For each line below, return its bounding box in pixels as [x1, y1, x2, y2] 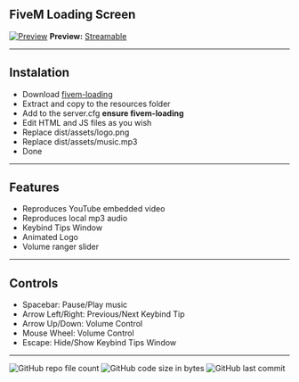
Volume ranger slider [21, 241, 100, 253]
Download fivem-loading [21, 88, 113, 99]
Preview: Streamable [49, 30, 127, 41]
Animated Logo [21, 232, 78, 243]
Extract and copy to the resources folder [21, 98, 171, 109]
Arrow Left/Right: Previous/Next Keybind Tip [21, 309, 185, 320]
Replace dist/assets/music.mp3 [21, 136, 138, 146]
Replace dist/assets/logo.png [21, 127, 130, 137]
